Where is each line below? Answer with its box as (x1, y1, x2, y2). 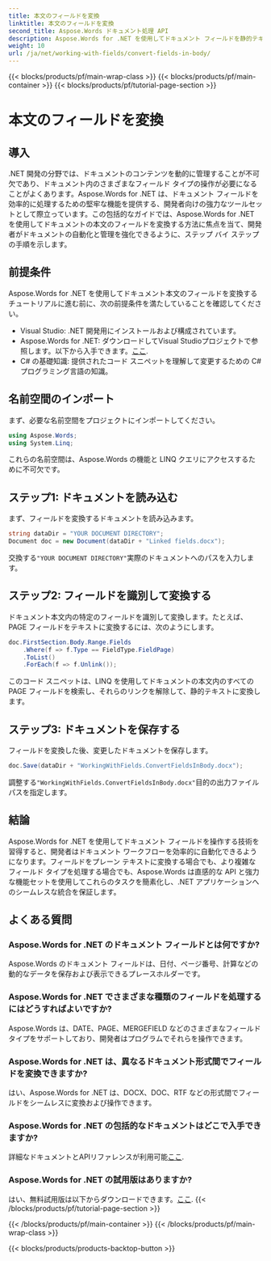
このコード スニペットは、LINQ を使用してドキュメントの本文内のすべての (8, 676, 254, 686)
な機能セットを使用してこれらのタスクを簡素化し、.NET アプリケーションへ (8, 877, 260, 887)
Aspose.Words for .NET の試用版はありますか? (8, 1174, 192, 1186)
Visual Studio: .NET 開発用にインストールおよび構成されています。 (19, 325, 240, 336)
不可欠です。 (22, 464, 65, 474)
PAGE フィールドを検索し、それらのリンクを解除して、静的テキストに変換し (8, 687, 261, 696)
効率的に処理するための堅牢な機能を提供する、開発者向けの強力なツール (8, 199, 248, 209)
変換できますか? (24, 1068, 88, 1079)
